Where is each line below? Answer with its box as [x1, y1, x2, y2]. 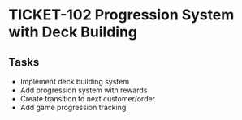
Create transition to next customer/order [19, 94, 156, 103]
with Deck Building [8, 23, 138, 41]
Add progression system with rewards [19, 85, 148, 95]
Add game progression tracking [19, 103, 127, 112]
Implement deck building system [19, 77, 130, 86]
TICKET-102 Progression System [8, 6, 235, 24]
